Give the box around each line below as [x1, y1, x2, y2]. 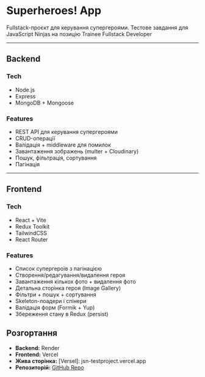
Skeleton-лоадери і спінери [15, 297, 87, 304]
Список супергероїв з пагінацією [15, 265, 102, 272]
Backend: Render [15, 344, 60, 351]
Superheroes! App [6, 4, 102, 18]
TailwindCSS [15, 229, 48, 236]
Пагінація [15, 160, 40, 168]
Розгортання [6, 328, 58, 339]
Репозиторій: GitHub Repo [15, 364, 84, 371]
